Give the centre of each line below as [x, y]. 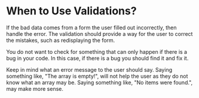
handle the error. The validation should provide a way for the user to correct [99, 33]
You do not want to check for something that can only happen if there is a [97, 51]
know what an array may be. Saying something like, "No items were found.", [99, 82]
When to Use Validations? [71, 11]
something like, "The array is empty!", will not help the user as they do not [97, 76]
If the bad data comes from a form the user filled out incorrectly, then [91, 27]
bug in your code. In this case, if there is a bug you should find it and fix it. [97, 58]
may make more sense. [35, 88]
